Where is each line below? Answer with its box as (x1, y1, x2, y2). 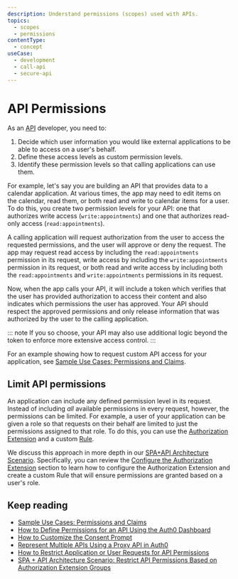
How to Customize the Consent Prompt (17, 534, 133, 542)
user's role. (7, 479, 40, 487)
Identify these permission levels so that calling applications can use (17, 161, 216, 169)
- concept (13, 43, 43, 50)
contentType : (7, 37, 46, 44)
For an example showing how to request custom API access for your (7, 350, 207, 359)
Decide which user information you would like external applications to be (17, 138, 231, 146)
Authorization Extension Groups (17, 563, 112, 572)
